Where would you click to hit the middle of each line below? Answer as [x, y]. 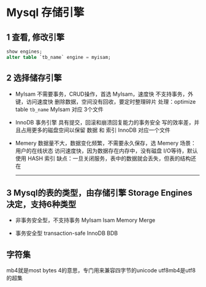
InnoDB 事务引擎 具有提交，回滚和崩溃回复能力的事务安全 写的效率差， [105, 122]
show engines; [25, 52]
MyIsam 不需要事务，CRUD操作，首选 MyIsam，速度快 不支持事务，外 [104, 94]
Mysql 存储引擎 [45, 13]
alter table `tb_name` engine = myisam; [59, 57]
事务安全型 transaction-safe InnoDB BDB [67, 233]
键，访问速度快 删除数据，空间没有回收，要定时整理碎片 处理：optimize [105, 101]
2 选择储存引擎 [34, 78]
